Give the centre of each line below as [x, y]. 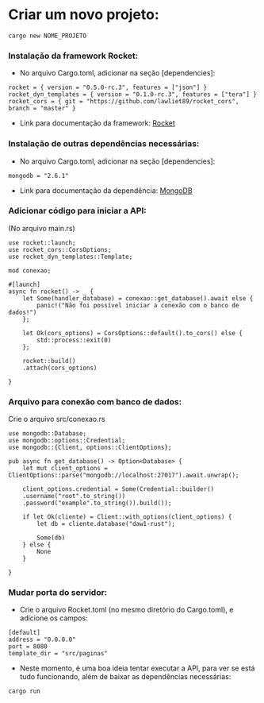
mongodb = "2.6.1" [38, 176]
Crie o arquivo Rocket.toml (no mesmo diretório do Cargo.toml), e [126, 610]
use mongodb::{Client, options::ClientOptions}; [90, 448]
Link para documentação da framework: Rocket [98, 123]
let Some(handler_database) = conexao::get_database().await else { [138, 298]
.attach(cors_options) [60, 368]
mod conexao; [30, 270]
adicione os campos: [54, 618]
